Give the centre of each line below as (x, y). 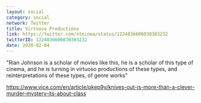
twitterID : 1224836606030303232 (47, 40)
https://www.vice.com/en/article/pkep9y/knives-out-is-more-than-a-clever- (100, 87)
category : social (28, 17)
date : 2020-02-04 (28, 46)
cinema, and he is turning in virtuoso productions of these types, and (92, 69)
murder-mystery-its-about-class (46, 93)
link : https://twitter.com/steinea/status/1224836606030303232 (87, 34)
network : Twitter (28, 23)
